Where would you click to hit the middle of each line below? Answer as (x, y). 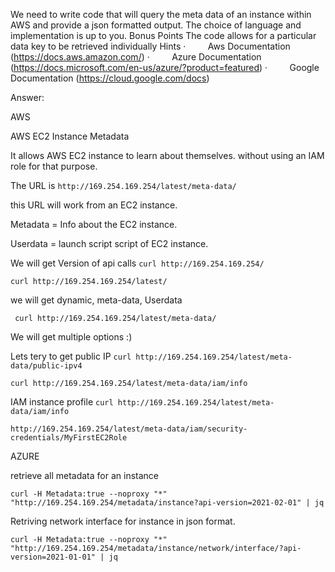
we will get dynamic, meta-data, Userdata (96, 300)
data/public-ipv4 (46, 366)
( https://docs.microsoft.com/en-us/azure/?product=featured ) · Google (165, 67)
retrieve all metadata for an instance (84, 475)
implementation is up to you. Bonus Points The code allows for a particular (163, 35)
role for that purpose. (54, 166)
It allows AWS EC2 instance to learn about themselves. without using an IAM (167, 155)
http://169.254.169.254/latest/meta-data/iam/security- (129, 429)
